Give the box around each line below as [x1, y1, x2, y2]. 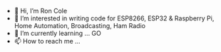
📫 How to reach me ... [14, 37, 81, 45]
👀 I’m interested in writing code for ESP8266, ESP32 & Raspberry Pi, [14, 14, 215, 22]
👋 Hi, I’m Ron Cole [14, 7, 68, 15]
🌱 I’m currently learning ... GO [14, 29, 102, 37]
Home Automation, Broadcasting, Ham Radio [14, 22, 146, 30]
